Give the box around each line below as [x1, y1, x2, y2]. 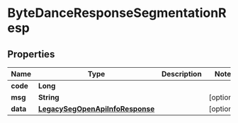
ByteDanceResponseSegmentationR [7, 5, 227, 21]
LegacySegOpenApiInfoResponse [38, 104, 155, 114]
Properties [7, 48, 55, 60]
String [38, 93, 59, 102]
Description [161, 69, 202, 78]
